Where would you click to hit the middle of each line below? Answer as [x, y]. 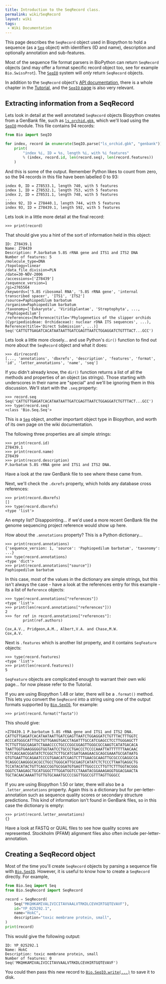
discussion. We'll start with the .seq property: [51, 388]
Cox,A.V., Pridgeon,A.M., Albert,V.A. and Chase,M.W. [62, 629]
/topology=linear [23, 266]
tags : [11, 24]
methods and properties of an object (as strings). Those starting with [75, 377]
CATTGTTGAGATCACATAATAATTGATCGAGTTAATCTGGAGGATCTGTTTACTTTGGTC [72, 736]
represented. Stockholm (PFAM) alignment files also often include [72, 833]
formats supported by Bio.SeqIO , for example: [52, 705]
